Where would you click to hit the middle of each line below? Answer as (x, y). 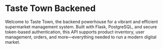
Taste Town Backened (50, 8)
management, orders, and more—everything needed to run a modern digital (81, 37)
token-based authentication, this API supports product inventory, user (75, 32)
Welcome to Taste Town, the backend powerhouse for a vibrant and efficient (81, 22)
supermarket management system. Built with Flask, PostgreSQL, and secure (81, 26)
